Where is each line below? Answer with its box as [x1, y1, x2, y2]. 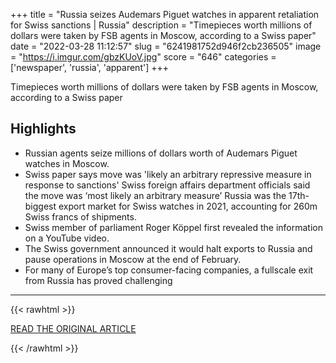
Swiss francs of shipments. [24, 210, 137, 223]
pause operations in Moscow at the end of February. [24, 253, 242, 265]
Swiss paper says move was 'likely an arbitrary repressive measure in [24, 168, 312, 180]
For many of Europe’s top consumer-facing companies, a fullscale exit [24, 264, 314, 276]
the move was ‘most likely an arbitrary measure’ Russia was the [24, 189, 287, 201]
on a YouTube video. [24, 232, 110, 244]
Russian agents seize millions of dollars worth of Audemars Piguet [24, 147, 298, 159]
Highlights [10, 120, 77, 138]
